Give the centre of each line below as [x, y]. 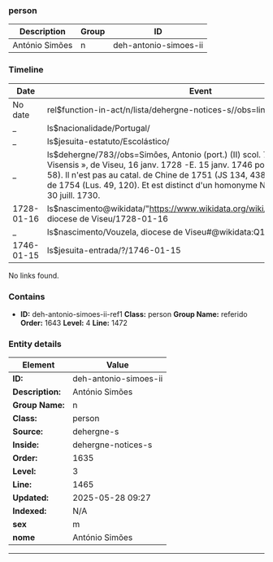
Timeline [26, 70]
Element [39, 365]
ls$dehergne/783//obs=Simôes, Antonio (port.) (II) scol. [154, 154]
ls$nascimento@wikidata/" [98, 209]
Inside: [26, 445]
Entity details [35, 344]
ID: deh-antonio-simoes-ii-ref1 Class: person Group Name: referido [134, 314]
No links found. [34, 275]
